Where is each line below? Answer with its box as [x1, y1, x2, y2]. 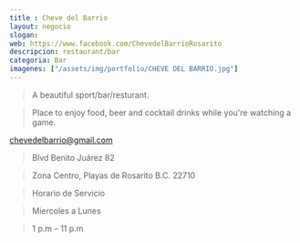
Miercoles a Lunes [31, 205, 102, 216]
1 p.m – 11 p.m [31, 223, 84, 234]
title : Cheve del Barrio [9, 13, 108, 23]
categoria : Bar [9, 56, 67, 65]
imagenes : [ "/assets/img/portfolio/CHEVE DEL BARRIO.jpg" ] [9, 65, 239, 74]
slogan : [9, 30, 39, 39]
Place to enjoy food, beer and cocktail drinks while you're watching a [31, 107, 292, 118]
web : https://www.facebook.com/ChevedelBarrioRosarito [9, 38, 222, 48]
